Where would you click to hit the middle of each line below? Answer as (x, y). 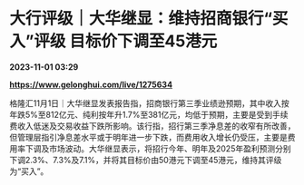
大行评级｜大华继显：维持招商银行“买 (149, 19)
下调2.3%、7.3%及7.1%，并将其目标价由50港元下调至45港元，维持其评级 (146, 160)
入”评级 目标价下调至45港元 (113, 41)
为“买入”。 (29, 171)
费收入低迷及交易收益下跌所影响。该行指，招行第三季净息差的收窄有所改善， (152, 126)
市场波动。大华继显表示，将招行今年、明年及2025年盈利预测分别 (170, 148)
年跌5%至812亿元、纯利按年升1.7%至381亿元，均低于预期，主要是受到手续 (149, 114)
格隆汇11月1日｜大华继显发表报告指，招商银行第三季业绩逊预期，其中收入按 (150, 103)
